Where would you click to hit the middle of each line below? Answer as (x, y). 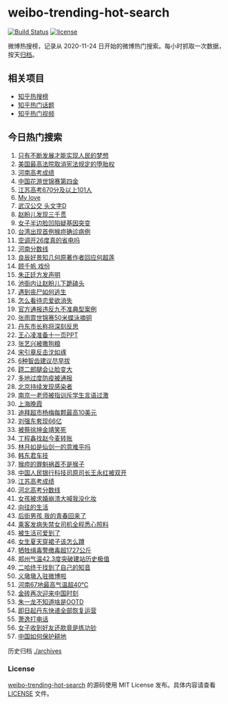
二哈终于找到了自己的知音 (54, 567)
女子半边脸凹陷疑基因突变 (54, 222)
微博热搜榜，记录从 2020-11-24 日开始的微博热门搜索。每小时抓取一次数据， (116, 45)
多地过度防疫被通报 (45, 377)
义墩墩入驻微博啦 (42, 576)
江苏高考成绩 (36, 481)
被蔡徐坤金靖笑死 (42, 429)
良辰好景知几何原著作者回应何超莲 (66, 257)
